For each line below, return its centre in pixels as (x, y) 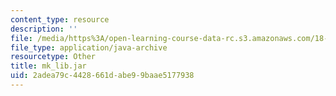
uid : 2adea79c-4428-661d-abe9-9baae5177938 (102, 76)
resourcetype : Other (53, 57)
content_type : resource (60, 19)
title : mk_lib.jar (48, 66)
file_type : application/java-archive (89, 47)
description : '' (44, 29)
